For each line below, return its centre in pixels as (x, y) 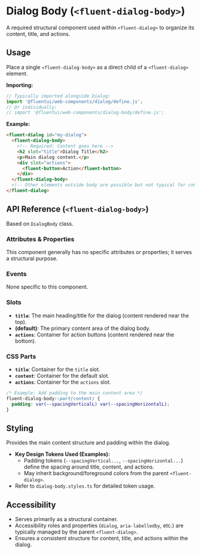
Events (16, 274)
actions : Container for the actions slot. (63, 382)
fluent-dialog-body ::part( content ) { (53, 399)
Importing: (20, 85)
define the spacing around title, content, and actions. (89, 467)
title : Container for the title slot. (57, 369)
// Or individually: (32, 107)
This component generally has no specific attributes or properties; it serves (99, 252)
